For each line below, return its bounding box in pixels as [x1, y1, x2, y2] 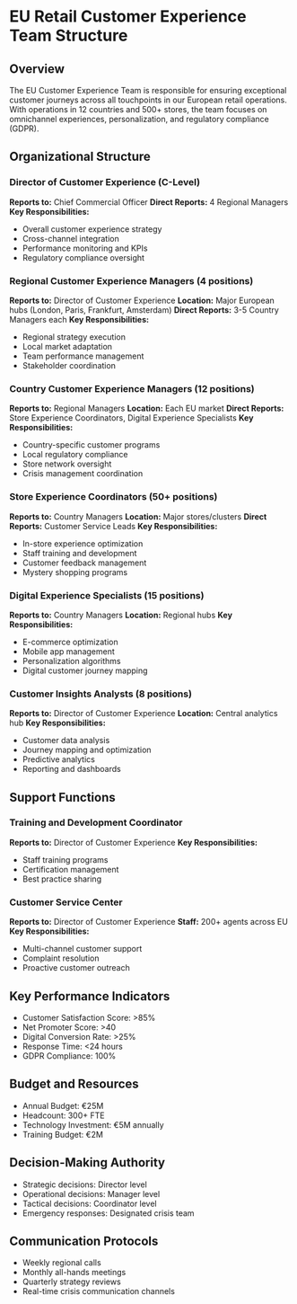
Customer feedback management [22, 557, 147, 568]
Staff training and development [22, 547, 137, 558]
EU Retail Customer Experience [9, 6, 247, 27]
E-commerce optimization [22, 636, 118, 647]
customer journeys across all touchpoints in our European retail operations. [9, 94, 287, 105]
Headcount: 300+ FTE [22, 1110, 105, 1121]
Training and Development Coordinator [9, 816, 183, 829]
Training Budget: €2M [22, 1129, 103, 1140]
